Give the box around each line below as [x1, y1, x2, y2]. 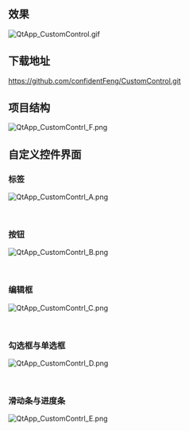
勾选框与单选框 [8, 339, 66, 351]
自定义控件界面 [8, 147, 82, 161]
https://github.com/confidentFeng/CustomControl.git [8, 76, 181, 85]
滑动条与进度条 [8, 395, 66, 406]
